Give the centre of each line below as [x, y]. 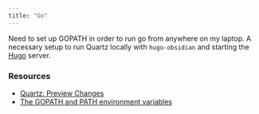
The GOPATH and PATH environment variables [96, 101]
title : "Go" [28, 16]
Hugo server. [29, 55]
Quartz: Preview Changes [62, 93]
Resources [29, 76]
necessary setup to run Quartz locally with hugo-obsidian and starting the [129, 47]
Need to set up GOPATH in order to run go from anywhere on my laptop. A [130, 38]
